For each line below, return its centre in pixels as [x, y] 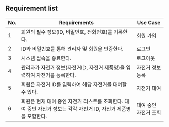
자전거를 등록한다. [56, 75]
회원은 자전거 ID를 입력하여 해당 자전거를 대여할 [74, 84]
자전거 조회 [149, 112]
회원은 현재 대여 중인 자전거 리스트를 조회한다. [72, 101]
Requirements [76, 22]
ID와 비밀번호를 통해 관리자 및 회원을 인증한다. [72, 49]
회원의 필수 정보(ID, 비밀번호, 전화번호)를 [66, 32]
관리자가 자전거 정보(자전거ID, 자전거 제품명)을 [73, 67]
